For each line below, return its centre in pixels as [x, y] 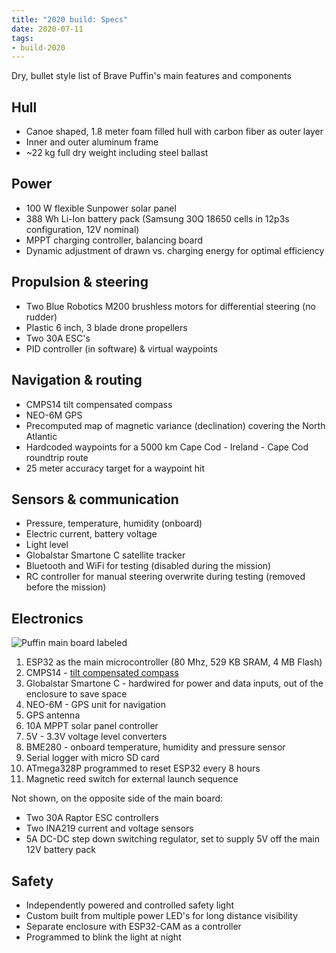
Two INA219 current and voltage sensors [109, 828]
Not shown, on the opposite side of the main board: [117, 798]
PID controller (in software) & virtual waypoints [121, 348]
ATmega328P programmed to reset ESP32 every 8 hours [143, 768]
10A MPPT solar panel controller [92, 726]
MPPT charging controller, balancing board [114, 240]
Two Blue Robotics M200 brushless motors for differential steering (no [170, 306]
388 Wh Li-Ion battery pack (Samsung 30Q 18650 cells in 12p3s [157, 218]
